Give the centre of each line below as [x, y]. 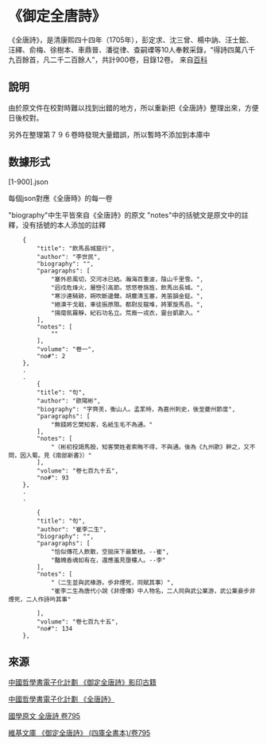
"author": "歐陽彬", [69, 401]
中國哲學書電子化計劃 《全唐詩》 [62, 699]
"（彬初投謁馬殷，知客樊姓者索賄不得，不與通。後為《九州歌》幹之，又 [150, 447]
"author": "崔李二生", [72, 529]
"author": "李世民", [69, 257]
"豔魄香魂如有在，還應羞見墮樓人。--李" [108, 560]
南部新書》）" [74, 455]
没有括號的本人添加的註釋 [64, 225]
